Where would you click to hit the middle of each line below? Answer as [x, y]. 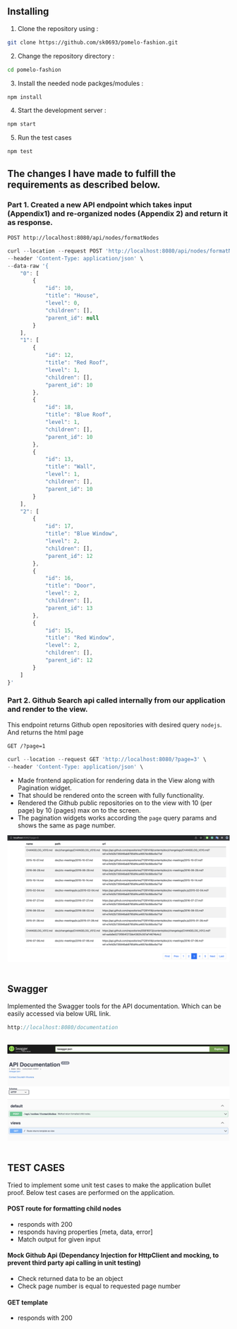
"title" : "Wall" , [71, 467]
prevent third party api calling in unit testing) [74, 1263]
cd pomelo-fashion [34, 70]
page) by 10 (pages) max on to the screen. [79, 810]
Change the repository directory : [66, 56]
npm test [20, 152]
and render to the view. [48, 710]
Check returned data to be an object [70, 1278]
